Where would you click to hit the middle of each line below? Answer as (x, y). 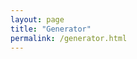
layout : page (37, 19)
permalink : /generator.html (69, 38)
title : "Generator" (51, 29)
